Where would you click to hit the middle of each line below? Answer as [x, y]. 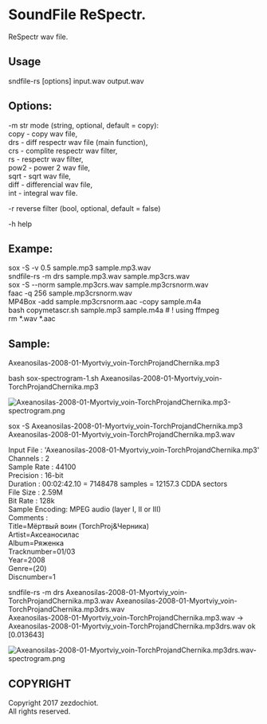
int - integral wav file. [43, 193]
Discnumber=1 [32, 577]
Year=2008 [27, 560]
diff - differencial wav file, [51, 184]
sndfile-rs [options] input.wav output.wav [77, 80]
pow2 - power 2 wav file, [49, 167]
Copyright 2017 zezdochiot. [53, 703]
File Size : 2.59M [36, 492]
